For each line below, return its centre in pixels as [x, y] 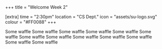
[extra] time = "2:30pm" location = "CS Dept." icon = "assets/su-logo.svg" [81, 17]
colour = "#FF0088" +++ [31, 22]
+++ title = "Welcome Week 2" [37, 7]
